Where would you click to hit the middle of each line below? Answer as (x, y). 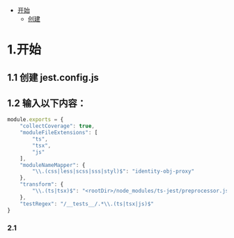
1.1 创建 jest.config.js (53, 78)
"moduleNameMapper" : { (53, 165)
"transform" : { (42, 184)
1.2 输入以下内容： (47, 103)
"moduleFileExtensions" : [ (59, 133)
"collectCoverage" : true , (57, 126)
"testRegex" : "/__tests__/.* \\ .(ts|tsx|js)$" (87, 204)
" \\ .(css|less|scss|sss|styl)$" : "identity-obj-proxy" (114, 172)
